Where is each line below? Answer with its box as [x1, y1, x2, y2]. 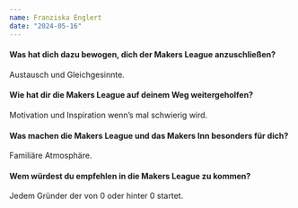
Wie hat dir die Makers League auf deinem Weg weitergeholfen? [9, 90, 254, 100]
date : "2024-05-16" [9, 22, 83, 30]
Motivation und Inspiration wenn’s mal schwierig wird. [9, 109, 208, 120]
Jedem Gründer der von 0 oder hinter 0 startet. [9, 190, 184, 202]
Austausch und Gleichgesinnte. [9, 69, 126, 80]
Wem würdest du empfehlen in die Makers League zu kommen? [9, 170, 251, 181]
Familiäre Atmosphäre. [9, 150, 92, 161]
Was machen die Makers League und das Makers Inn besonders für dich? [9, 130, 289, 141]
